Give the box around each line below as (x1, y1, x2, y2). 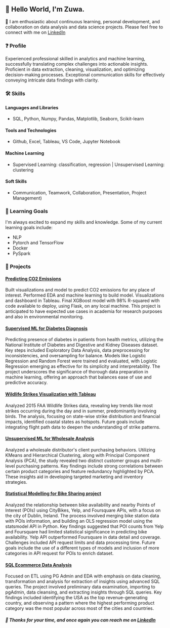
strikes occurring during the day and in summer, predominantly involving (5, 408, 157, 414)
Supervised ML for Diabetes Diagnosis (5, 325, 88, 331)
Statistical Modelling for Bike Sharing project (5, 490, 101, 496)
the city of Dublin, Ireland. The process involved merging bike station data (5, 513, 159, 519)
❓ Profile (5, 42, 26, 49)
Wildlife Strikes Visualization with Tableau (5, 391, 96, 397)
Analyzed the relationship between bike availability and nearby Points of (5, 502, 155, 508)
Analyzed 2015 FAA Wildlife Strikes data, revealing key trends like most (5, 402, 153, 408)
